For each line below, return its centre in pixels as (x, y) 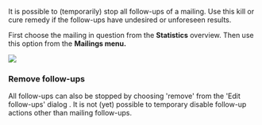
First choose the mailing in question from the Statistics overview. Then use (131, 35)
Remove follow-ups (47, 78)
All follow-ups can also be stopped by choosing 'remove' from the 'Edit (124, 96)
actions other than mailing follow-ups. (70, 113)
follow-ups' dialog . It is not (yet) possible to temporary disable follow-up (127, 104)
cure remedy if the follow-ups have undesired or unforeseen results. (120, 20)
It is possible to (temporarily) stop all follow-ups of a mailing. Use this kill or (131, 11)
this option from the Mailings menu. (67, 44)
